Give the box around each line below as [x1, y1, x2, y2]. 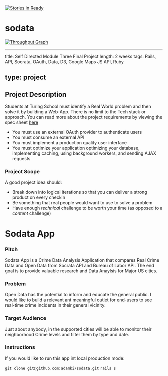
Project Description [5, 90, 67, 99]
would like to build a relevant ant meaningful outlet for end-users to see [5, 297, 152, 303]
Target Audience [5, 315, 46, 322]
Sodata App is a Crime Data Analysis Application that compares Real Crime [5, 257, 160, 263]
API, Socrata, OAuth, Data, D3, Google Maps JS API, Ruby [5, 58, 124, 65]
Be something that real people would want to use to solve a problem [12, 200, 153, 206]
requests [12, 156, 31, 162]
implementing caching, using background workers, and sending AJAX [12, 150, 156, 156]
